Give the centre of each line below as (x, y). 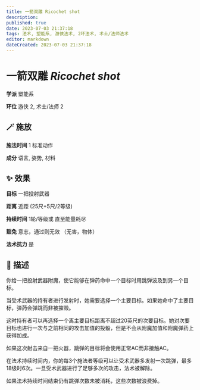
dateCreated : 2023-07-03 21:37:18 (49, 45)
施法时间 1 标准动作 (30, 145)
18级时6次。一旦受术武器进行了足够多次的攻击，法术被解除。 (81, 368)
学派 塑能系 (20, 93)
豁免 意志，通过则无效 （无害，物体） (52, 232)
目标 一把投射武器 (28, 194)
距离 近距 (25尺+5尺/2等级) (40, 207)
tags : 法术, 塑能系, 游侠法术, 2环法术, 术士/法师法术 (68, 34)
